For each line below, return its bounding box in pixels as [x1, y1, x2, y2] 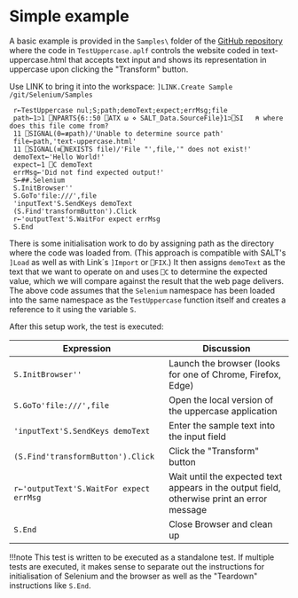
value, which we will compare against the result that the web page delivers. [9, 275, 285, 286]
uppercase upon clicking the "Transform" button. [9, 64, 189, 75]
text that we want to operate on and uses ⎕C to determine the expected [9, 266, 268, 277]
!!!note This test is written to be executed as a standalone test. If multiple [9, 552, 275, 563]
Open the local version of [168, 393, 274, 405]
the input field [168, 430, 226, 443]
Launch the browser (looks [168, 357, 281, 369]
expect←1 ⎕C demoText [12, 160, 93, 169]
